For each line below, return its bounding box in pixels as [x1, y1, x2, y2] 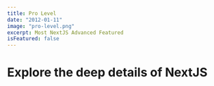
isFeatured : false [7, 35, 59, 42]
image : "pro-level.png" [7, 23, 75, 29]
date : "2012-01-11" [7, 16, 63, 23]
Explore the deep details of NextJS [7, 65, 208, 81]
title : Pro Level [7, 10, 57, 17]
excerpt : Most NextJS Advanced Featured [7, 29, 124, 36]
